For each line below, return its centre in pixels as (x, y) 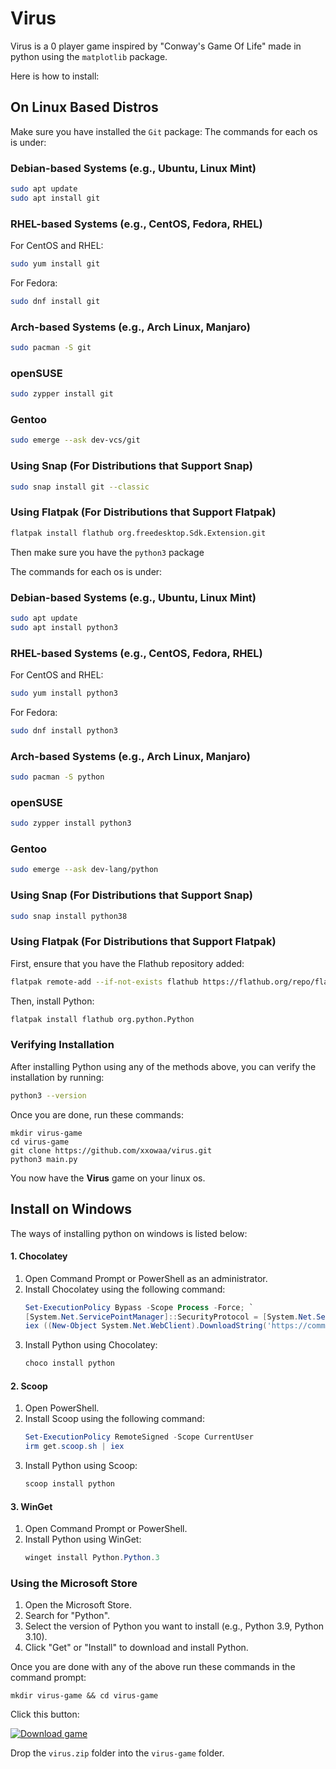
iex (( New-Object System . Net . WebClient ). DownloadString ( (146, 1326)
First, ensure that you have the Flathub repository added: (127, 963)
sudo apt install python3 (64, 627)
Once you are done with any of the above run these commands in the (153, 1667)
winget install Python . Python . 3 (92, 1558)
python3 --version (48, 1095)
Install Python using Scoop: (81, 1466)
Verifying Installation (62, 1045)
